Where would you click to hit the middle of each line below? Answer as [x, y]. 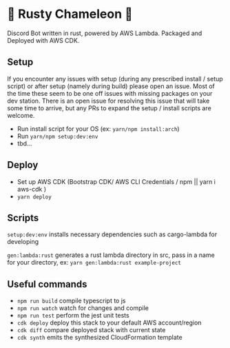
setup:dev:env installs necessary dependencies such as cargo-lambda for [112, 234]
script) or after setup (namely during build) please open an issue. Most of [111, 86]
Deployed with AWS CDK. [43, 40]
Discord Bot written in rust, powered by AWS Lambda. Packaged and [105, 33]
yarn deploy [34, 197]
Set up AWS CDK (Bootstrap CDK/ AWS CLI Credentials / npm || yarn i [116, 181]
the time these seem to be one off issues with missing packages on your [110, 93]
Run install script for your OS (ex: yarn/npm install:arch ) [98, 129]
